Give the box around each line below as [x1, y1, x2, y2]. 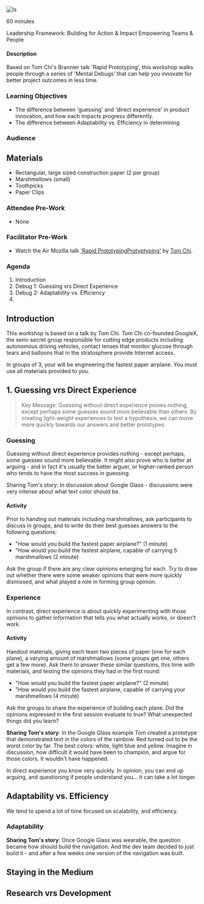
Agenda [6, 262, 30, 270]
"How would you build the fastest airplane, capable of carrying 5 [15, 547, 178, 554]
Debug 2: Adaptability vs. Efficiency [15, 289, 105, 297]
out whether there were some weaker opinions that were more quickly [6, 572, 183, 579]
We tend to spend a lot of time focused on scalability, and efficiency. [6, 807, 178, 815]
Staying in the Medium [6, 867, 94, 878]
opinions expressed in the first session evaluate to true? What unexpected [6, 710, 192, 718]
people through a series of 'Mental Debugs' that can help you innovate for [6, 70, 192, 78]
